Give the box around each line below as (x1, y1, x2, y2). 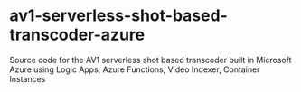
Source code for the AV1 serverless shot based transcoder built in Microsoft (9, 54, 292, 65)
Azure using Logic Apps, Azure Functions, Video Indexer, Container (9, 64, 260, 75)
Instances (9, 73, 46, 84)
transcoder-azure (9, 24, 146, 45)
